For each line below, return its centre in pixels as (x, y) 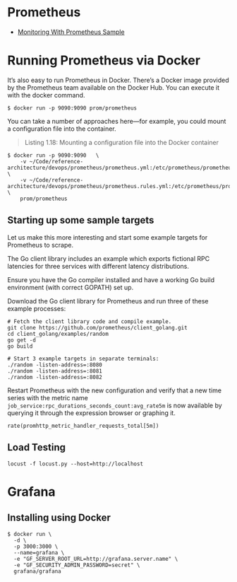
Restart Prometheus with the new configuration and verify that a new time (115, 390)
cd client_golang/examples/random (58, 334)
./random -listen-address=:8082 (55, 377)
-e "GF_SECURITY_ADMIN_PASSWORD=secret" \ (77, 565)
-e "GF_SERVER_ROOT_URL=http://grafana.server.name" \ (96, 559)
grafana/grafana (37, 571)
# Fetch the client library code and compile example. (90, 321)
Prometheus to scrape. (41, 245)
